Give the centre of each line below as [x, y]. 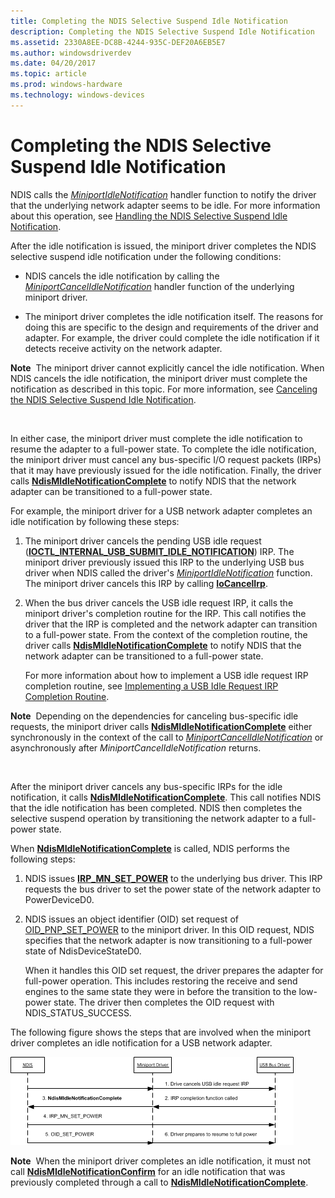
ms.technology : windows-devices [77, 95]
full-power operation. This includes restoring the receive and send [161, 981]
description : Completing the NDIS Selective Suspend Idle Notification [162, 31]
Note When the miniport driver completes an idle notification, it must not [161, 1161]
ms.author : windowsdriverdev [71, 53]
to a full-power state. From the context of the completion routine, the [166, 634]
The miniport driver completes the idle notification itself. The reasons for [174, 316]
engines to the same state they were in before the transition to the [160, 991]
